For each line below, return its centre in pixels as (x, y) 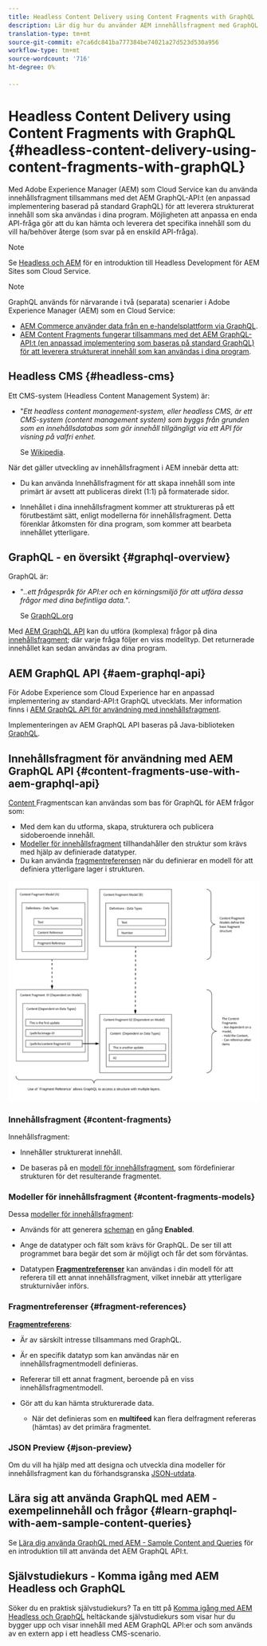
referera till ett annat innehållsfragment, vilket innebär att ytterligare (131, 1277)
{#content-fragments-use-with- (158, 771)
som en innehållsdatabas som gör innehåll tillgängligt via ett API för (131, 428)
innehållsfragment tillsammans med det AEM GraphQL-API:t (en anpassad (130, 197)
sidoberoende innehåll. (57, 835)
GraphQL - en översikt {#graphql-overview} (120, 557)
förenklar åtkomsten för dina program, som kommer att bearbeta (126, 523)
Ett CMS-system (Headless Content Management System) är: (109, 396)
